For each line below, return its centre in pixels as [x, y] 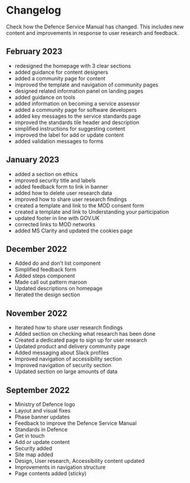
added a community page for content [60, 78]
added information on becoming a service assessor [77, 103]
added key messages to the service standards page [78, 116]
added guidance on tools [45, 97]
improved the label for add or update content [69, 135]
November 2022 [37, 313]
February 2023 [34, 52]
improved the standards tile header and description [77, 122]
